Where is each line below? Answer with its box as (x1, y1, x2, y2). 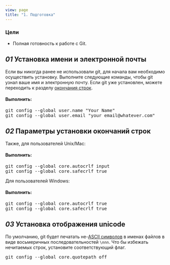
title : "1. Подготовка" (5, 12, 56, 17)
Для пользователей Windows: (5, 178, 70, 184)
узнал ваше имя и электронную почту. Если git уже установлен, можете (5, 79, 162, 85)
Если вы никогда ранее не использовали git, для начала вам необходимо (5, 68, 165, 74)
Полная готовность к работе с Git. (12, 40, 87, 46)
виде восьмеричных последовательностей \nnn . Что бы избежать (5, 239, 149, 245)
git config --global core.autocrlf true (5, 201, 108, 207)
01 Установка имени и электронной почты (5, 55, 147, 64)
